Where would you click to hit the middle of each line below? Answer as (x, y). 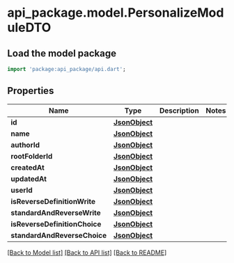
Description (179, 111)
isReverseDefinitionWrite (53, 201)
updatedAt (29, 179)
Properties (31, 91)
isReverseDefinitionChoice (56, 224)
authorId (25, 145)
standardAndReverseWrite (56, 212)
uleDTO (29, 27)
